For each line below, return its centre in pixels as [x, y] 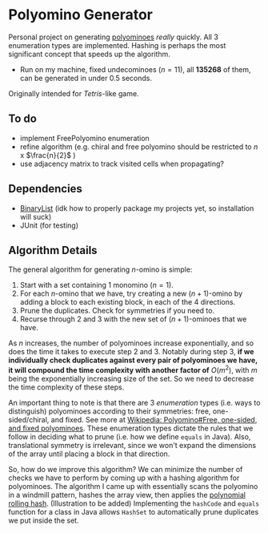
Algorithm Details [53, 250]
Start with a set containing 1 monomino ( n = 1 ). [96, 285]
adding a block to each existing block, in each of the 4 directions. [128, 302]
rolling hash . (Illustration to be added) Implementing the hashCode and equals [134, 503]
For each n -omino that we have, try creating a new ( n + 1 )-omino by [131, 293]
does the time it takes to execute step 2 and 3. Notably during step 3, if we [131, 352]
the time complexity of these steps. [66, 387]
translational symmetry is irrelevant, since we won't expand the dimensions [132, 446]
